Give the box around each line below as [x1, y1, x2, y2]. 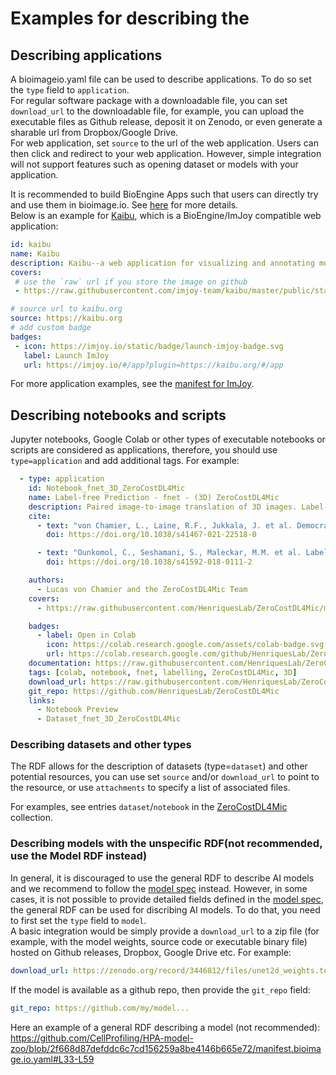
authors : [28, 575, 65, 586]
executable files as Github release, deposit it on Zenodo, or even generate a [10, 116, 323, 127]
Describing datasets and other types [10, 738, 192, 752]
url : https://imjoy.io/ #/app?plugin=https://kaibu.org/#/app [23, 360, 284, 370]
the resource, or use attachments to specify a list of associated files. [10, 782, 291, 794]
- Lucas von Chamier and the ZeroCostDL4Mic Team [36, 584, 248, 594]
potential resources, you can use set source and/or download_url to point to [10, 771, 320, 783]
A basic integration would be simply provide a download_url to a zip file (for [10, 925, 320, 937]
